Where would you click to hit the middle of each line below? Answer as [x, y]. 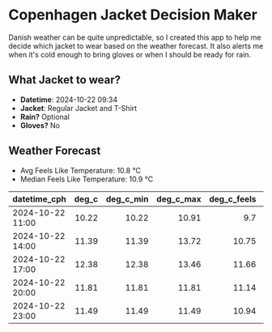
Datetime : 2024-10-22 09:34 [69, 100]
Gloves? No [40, 125]
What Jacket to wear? [65, 80]
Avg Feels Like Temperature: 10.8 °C [81, 170]
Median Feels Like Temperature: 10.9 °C [87, 179]
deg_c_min [127, 198]
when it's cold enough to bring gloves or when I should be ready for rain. [130, 54]
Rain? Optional [45, 117]
